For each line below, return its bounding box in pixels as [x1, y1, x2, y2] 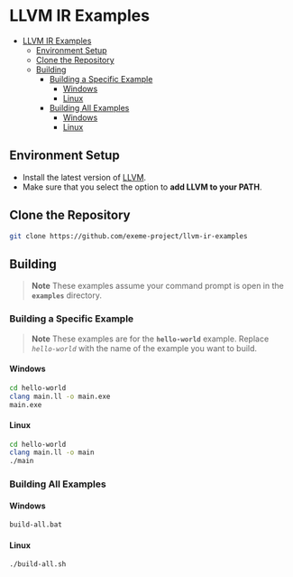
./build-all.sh [9, 560, 67, 569]
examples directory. [31, 290, 102, 301]
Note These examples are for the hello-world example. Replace [31, 333, 270, 344]
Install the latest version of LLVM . [22, 172, 147, 182]
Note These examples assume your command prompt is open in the [31, 281, 284, 292]
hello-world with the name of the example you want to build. [31, 342, 258, 353]
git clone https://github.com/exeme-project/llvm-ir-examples [9, 231, 248, 240]
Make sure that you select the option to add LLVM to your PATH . [22, 181, 262, 192]
